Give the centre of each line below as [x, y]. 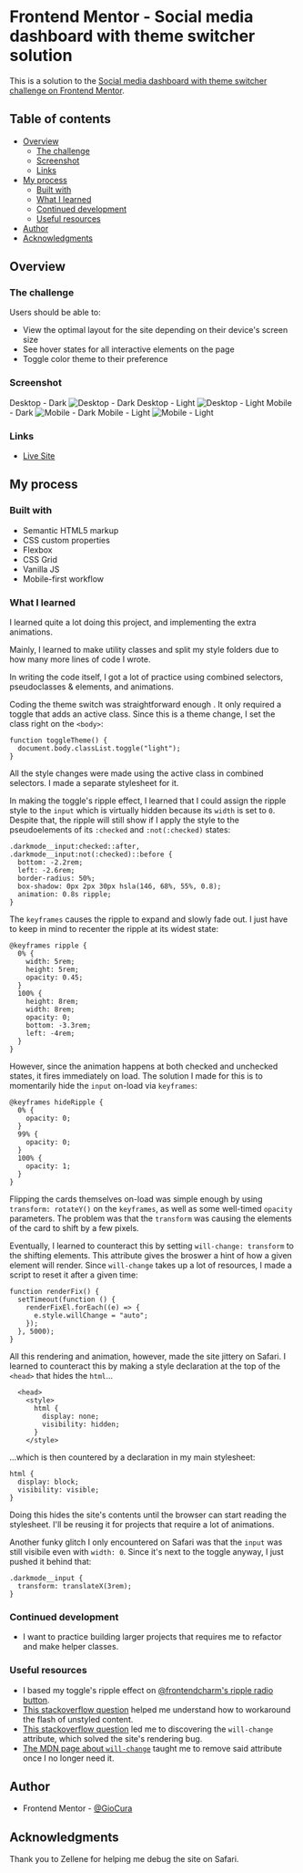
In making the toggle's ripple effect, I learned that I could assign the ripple [148, 801]
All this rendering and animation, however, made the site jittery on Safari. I [148, 1357]
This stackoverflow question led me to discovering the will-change [148, 1729]
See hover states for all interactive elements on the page [128, 349]
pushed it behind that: [50, 1562]
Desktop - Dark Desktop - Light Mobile [151, 402]
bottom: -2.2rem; [50, 863]
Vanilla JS [41, 569]
